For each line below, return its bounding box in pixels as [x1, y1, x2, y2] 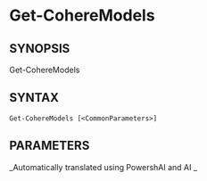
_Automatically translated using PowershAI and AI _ [9, 161, 198, 172]
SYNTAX [9, 90, 60, 105]
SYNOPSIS [9, 41, 70, 56]
